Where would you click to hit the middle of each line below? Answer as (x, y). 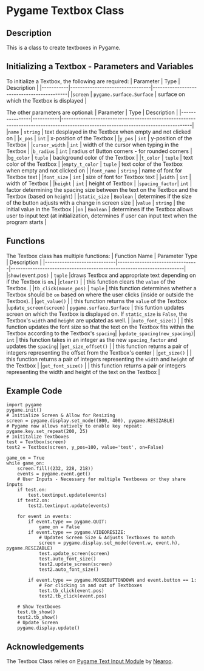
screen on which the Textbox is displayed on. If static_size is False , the (97, 314)
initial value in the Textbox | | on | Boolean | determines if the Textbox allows (100, 209)
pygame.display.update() (49, 628)
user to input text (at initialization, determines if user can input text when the (102, 216)
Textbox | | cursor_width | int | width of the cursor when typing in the (93, 145)
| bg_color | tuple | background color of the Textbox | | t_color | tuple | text (100, 157)
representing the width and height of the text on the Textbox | (83, 372)
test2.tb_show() (38, 618)
